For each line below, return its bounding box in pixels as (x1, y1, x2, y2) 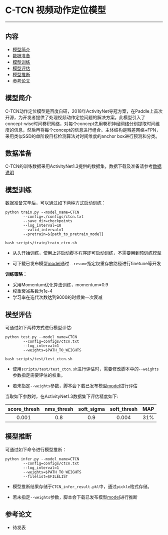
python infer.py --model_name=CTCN (5, 456, 79, 461)
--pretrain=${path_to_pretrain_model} (23, 232, 104, 237)
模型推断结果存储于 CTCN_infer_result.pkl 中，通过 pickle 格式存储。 (12, 483, 152, 489)
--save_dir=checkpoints (23, 219, 72, 224)
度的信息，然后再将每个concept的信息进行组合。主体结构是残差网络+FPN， (5, 127, 161, 133)
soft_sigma (78, 406, 105, 412)
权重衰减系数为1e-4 (12, 288, 53, 294)
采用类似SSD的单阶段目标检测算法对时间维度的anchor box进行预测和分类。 (5, 133, 160, 139)
